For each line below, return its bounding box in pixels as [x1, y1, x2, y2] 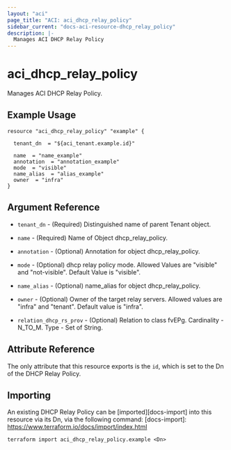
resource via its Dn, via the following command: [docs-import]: [7, 415, 186, 424]
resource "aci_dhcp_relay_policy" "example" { [7, 127, 145, 134]
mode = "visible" [13, 164, 67, 171]
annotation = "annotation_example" [13, 158, 120, 165]
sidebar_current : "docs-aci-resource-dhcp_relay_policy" [7, 23, 176, 30]
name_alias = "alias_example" [13, 170, 104, 178]
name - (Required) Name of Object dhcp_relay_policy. [17, 233, 168, 242]
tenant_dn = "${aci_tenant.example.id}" [13, 140, 136, 147]
